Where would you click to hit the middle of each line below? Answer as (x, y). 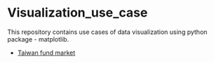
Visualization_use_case (78, 13)
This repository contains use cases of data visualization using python (107, 32)
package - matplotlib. (38, 39)
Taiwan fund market (46, 53)
